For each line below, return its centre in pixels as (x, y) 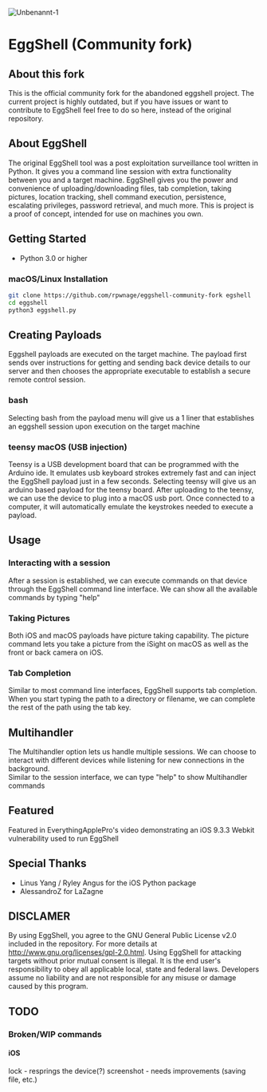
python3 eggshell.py (43, 310)
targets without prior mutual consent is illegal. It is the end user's (115, 961)
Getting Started (47, 239)
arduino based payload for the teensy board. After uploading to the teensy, (131, 489)
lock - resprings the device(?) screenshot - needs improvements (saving (127, 1071)
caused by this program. (49, 987)
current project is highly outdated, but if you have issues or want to (118, 101)
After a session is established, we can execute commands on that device (128, 580)
